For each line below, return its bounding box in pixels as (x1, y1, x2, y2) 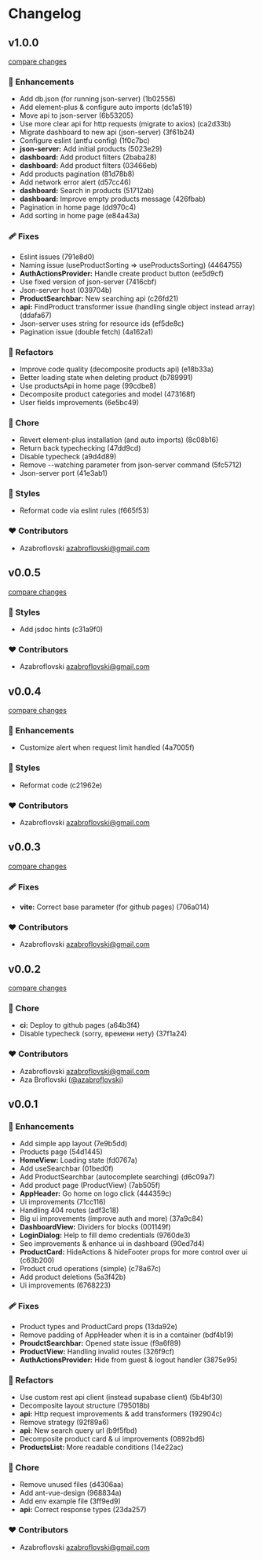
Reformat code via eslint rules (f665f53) (19, 506, 149, 515)
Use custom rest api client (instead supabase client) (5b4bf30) (19, 1392, 223, 1401)
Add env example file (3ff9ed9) (19, 1496, 122, 1506)
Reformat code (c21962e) (19, 780, 103, 790)
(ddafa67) (19, 310, 53, 320)
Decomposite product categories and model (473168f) (19, 389, 196, 399)
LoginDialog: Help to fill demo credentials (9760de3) (19, 1230, 191, 1240)
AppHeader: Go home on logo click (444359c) (19, 1189, 172, 1198)
